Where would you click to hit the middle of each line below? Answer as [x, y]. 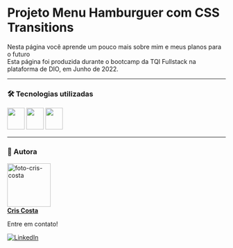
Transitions [41, 27]
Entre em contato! [33, 224]
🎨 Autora [22, 152]
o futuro [19, 54]
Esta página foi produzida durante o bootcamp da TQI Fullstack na [102, 61]
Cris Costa [23, 210]
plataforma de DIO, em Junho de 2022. [63, 69]
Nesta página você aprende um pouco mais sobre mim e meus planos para [114, 47]
